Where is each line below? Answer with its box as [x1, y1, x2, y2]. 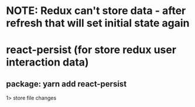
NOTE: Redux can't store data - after [6, 4, 186, 18]
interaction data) [6, 56, 89, 69]
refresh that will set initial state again [6, 16, 190, 30]
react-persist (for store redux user [6, 43, 177, 57]
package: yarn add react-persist [6, 79, 127, 89]
